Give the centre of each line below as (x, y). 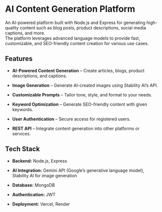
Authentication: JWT (34, 194)
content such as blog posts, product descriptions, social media (83, 27)
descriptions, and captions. (40, 76)
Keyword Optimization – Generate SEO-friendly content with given (80, 104)
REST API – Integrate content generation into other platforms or (76, 128)
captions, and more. (25, 33)
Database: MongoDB (33, 185)
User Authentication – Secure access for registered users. (71, 119)
